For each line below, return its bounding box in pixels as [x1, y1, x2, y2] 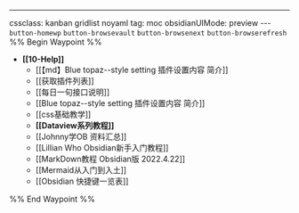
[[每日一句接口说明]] [35, 86, 110, 97]
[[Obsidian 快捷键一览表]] [35, 176, 129, 186]
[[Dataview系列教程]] [35, 120, 115, 130]
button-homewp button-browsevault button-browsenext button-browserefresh [9, 29, 287, 37]
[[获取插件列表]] [35, 76, 95, 86]
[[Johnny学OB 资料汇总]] [35, 131, 127, 142]
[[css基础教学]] [35, 109, 92, 119]
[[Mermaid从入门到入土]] [35, 165, 127, 175]
